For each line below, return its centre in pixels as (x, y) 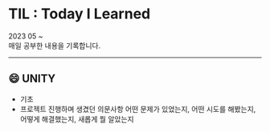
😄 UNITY (32, 79)
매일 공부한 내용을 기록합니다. (55, 46)
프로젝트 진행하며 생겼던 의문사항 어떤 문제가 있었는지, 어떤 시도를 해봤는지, (138, 109)
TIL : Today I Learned (80, 14)
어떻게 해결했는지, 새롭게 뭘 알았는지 (77, 119)
